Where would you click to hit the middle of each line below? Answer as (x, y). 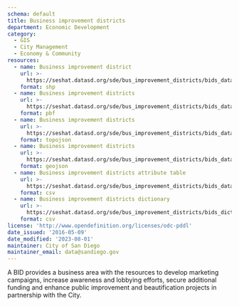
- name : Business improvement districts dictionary (92, 199)
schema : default (31, 14)
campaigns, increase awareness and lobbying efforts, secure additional (112, 280)
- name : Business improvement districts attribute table (100, 173)
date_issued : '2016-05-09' (47, 232)
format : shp (38, 87)
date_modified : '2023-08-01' (51, 239)
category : (22, 34)
